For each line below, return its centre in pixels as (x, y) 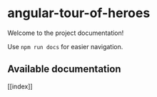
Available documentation (64, 69)
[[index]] (20, 86)
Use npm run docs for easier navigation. (65, 46)
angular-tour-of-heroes (79, 13)
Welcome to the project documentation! (66, 33)
